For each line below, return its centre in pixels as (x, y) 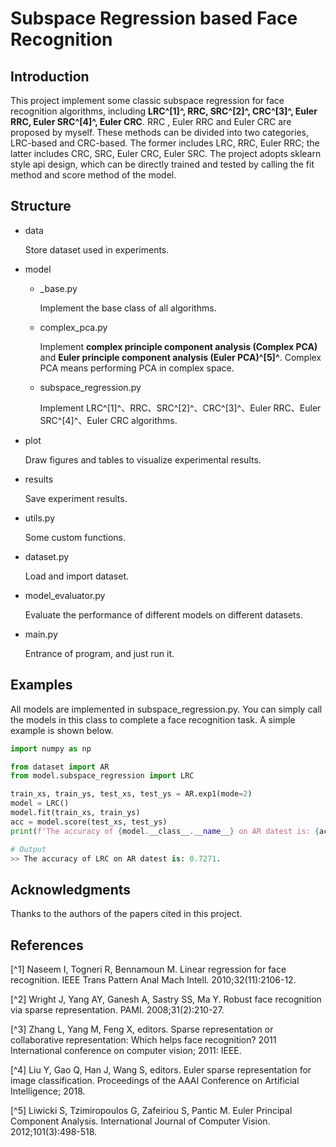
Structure (41, 206)
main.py (41, 634)
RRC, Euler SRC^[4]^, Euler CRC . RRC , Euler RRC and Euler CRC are (151, 121)
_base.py (58, 288)
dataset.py (47, 556)
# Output (28, 849)
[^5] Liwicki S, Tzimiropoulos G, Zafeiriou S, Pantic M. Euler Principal (151, 1110)
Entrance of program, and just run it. (99, 653)
